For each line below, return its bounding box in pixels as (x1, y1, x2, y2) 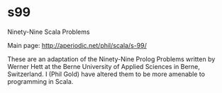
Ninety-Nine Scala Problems (7, 27, 90, 36)
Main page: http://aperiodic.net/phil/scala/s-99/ (7, 41, 147, 49)
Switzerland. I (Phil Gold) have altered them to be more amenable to (7, 70, 206, 78)
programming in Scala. (7, 77, 74, 85)
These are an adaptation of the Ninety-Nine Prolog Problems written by (7, 54, 216, 63)
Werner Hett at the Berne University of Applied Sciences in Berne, (7, 62, 201, 70)
